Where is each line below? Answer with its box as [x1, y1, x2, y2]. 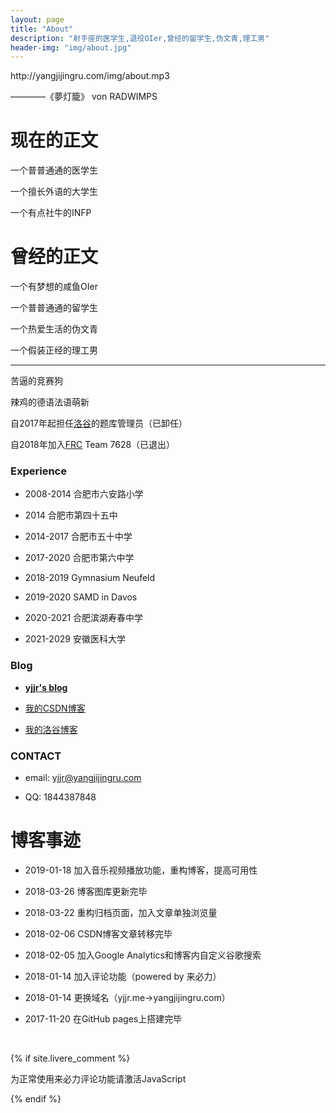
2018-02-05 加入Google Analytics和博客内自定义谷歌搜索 [24, 949, 262, 961]
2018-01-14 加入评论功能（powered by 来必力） [24, 970, 222, 982]
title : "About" [10, 24, 74, 34]
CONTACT [10, 749, 62, 763]
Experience [10, 464, 67, 478]
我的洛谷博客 [24, 723, 78, 735]
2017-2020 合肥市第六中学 [24, 552, 135, 564]
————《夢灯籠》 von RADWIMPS [10, 91, 158, 103]
